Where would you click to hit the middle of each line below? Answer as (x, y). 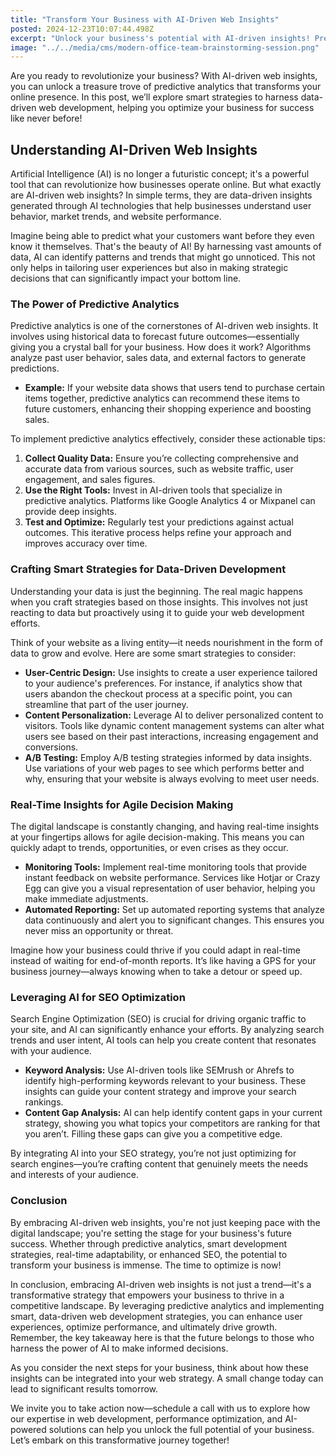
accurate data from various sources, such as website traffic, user (159, 469)
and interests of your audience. (74, 1175)
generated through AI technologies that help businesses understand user (161, 206)
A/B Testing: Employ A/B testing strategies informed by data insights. (168, 757)
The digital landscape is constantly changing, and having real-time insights (165, 826)
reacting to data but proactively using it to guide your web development (157, 612)
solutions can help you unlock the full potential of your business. (181, 1429)
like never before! (46, 118)
